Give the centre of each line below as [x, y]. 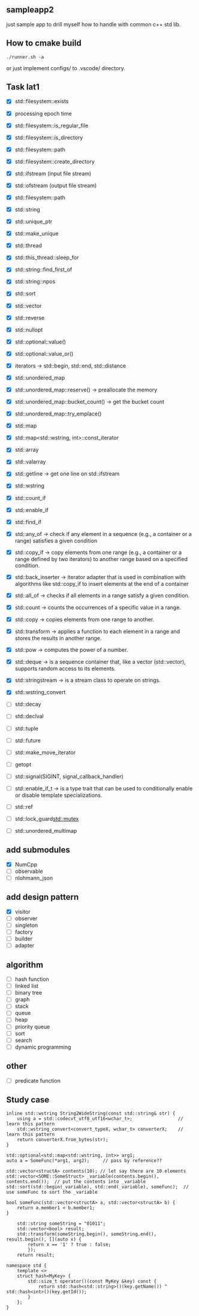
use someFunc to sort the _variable [52, 1192]
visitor [22, 911]
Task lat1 [23, 87]
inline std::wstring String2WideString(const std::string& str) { [91, 1114]
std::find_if [28, 522]
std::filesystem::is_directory [49, 137]
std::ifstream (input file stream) [53, 173]
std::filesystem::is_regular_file [52, 125]
